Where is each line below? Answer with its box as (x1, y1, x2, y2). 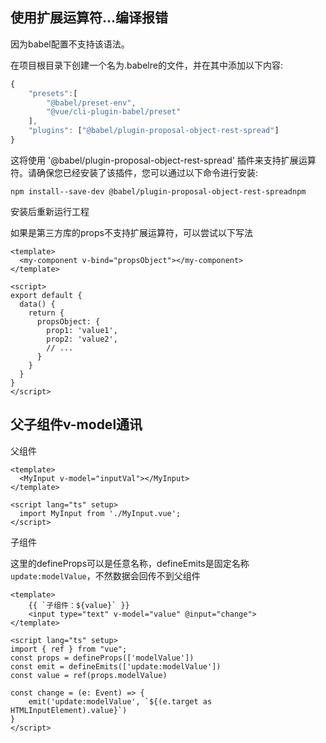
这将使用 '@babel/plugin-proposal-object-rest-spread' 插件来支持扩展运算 (10, 154, 317, 166)
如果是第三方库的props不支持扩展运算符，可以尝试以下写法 (10, 226, 253, 238)
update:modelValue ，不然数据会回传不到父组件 (10, 569, 201, 582)
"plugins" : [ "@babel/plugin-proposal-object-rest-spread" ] (28, 126, 280, 136)
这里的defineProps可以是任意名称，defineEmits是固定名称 (10, 557, 250, 569)
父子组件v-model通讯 (10, 416, 143, 433)
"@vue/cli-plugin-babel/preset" (46, 107, 182, 117)
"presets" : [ (28, 88, 78, 98)
